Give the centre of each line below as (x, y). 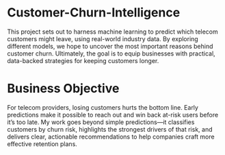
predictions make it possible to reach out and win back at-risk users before (113, 115)
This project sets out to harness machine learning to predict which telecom (113, 32)
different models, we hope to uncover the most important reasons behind (110, 46)
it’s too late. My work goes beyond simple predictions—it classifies (101, 122)
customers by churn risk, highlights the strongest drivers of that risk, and (110, 129)
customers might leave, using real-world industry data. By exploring (103, 38)
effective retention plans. (42, 144)
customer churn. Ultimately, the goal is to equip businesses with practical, (111, 53)
